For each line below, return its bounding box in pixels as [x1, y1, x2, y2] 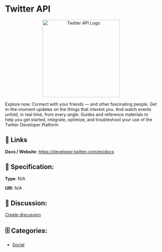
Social [12, 242, 25, 248]
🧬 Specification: [5, 163, 54, 171]
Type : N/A [5, 175, 26, 181]
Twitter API [5, 3, 51, 15]
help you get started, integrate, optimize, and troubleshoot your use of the [5, 116, 152, 122]
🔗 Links [5, 136, 28, 144]
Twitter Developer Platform [5, 122, 59, 127]
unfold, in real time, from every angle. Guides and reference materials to [5, 111, 148, 117]
